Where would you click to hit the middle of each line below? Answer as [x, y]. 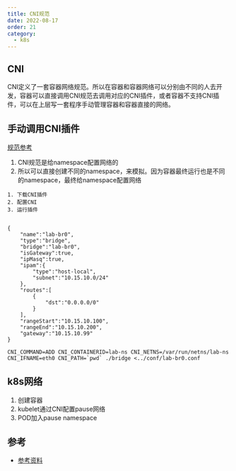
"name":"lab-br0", [47, 234]
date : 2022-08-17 [33, 21]
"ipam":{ [33, 265]
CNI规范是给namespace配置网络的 [68, 162]
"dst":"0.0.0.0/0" [72, 302]
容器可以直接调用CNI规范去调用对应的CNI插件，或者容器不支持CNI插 [119, 95]
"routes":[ [36, 290]
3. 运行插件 [23, 209]
